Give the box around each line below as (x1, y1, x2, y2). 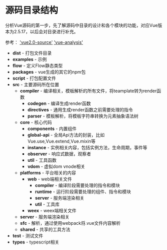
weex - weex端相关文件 (27, 207, 77, 213)
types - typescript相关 (12, 239, 59, 245)
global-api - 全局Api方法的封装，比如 (27, 132, 105, 138)
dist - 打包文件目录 (12, 50, 52, 56)
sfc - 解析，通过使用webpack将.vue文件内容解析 (20, 220, 121, 226)
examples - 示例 (12, 56, 47, 62)
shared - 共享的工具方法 (20, 226, 71, 232)
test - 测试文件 (12, 232, 44, 238)
